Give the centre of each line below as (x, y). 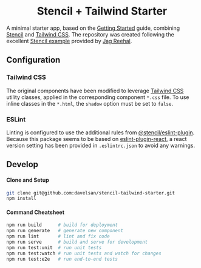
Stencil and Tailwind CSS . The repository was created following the (90, 34)
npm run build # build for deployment (62, 225)
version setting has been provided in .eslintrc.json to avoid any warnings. (101, 145)
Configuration (33, 60)
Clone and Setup (28, 180)
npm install (21, 199)
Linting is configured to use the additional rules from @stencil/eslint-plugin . (101, 132)
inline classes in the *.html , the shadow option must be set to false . (90, 103)
